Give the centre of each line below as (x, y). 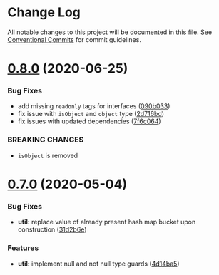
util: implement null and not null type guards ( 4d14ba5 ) (98, 264)
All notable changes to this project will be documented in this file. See (110, 32)
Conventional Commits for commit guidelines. (74, 39)
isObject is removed (48, 155)
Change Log (44, 12)
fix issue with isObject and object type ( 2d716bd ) (91, 114)
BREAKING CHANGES (46, 140)
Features (23, 248)
